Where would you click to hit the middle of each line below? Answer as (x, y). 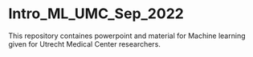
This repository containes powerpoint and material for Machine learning (127, 36)
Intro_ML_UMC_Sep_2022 (96, 14)
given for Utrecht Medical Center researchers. (84, 44)
